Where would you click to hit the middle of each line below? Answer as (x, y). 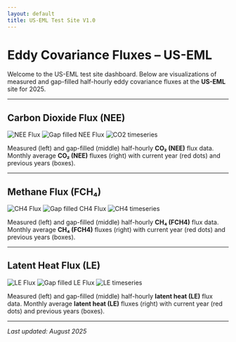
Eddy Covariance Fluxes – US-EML (110, 55)
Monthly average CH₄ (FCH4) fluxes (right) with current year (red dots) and (117, 230)
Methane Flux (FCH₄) (54, 192)
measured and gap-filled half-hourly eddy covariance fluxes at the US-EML (117, 82)
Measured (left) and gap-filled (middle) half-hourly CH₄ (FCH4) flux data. (113, 222)
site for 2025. (27, 89)
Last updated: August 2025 (47, 331)
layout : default (31, 14)
